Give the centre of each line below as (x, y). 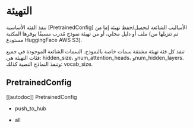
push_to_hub (30, 108)
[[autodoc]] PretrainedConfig (42, 97)
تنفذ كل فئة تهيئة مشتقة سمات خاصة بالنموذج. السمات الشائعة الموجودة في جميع (96, 51)
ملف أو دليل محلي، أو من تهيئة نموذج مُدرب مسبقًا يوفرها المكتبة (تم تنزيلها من (92, 33)
